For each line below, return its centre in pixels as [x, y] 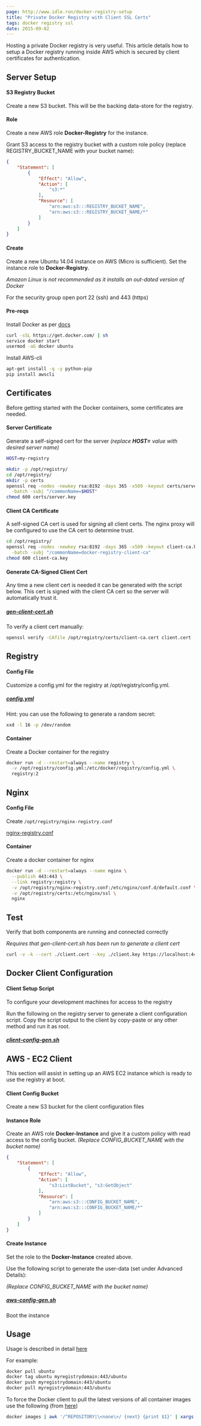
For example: [22, 1360]
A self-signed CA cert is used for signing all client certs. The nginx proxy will [100, 524]
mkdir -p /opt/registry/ [37, 469]
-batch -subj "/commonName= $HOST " [54, 492]
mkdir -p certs [25, 481]
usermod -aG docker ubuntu [40, 346]
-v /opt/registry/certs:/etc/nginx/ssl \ [64, 893]
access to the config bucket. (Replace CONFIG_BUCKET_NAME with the [95, 1140]
